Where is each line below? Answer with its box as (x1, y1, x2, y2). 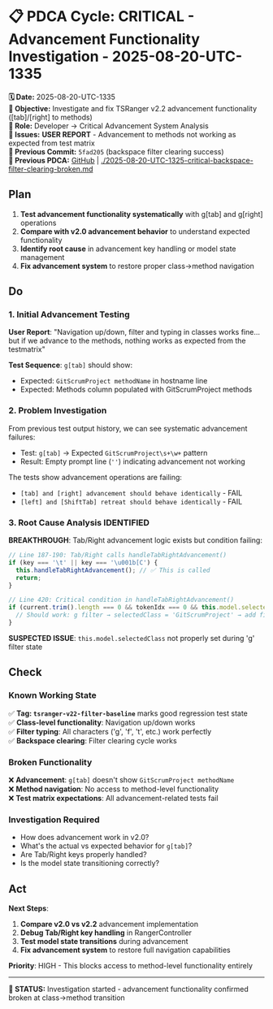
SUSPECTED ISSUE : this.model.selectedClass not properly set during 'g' (8, 633, 255, 643)
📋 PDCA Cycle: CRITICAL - (8, 7, 195, 26)
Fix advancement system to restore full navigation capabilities (19, 945, 232, 955)
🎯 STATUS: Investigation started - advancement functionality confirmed (8, 985, 249, 994)
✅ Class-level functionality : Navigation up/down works (8, 717, 196, 727)
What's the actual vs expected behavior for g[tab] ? (19, 841, 193, 851)
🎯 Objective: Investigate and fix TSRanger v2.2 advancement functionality (8, 103, 258, 113)
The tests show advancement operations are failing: (8, 472, 183, 482)
